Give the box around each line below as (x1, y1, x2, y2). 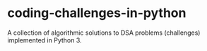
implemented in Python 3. (7, 35, 83, 44)
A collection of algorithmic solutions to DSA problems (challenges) (7, 28, 201, 37)
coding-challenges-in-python (7, 5, 187, 21)
